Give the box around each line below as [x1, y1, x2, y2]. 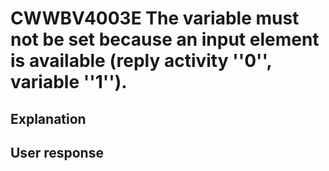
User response [10, 144, 104, 161]
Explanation [10, 110, 87, 127]
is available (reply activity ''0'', [10, 50, 273, 72]
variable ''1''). [10, 71, 128, 94]
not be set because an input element [10, 28, 320, 51]
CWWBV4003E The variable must [10, 7, 300, 30]
